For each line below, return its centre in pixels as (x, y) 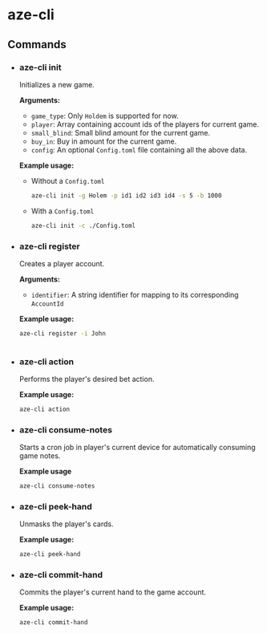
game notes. (40, 456)
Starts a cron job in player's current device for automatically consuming (137, 448)
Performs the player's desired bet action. (87, 379)
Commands (37, 45)
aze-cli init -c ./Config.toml (83, 225)
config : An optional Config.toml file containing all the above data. (139, 149)
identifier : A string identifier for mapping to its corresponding (135, 294)
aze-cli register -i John (62, 333)
